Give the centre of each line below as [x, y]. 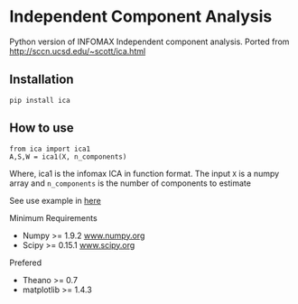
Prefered [26, 263]
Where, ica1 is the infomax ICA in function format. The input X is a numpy [144, 173]
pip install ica [40, 100]
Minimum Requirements [53, 217]
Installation [42, 80]
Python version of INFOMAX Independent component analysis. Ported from [149, 41]
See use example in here [55, 200]
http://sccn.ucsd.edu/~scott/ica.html [78, 51]
